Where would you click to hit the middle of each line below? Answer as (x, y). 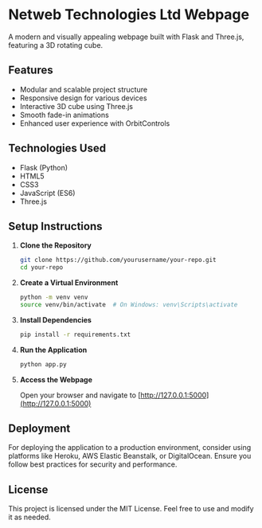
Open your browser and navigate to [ (80, 395)
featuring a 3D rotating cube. (56, 45)
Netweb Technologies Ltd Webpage (129, 15)
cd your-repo (41, 268)
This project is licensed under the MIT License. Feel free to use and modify (131, 509)
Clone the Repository (55, 245)
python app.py (43, 364)
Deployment (39, 429)
